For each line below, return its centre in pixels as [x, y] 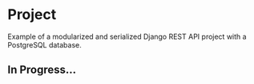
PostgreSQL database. [44, 44]
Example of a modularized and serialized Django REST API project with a [127, 36]
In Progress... [42, 70]
